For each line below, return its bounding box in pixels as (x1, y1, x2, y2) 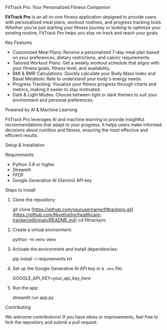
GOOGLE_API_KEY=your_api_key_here (12, 275, 91, 281)
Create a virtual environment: (12, 227, 72, 232)
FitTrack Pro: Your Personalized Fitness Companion (5, 4, 111, 10)
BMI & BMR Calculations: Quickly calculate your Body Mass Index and (12, 70, 156, 76)
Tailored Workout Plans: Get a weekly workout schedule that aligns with (12, 60, 160, 65)
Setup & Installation (5, 142, 45, 148)
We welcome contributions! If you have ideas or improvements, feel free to (5, 314, 159, 319)
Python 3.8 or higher (12, 161, 55, 167)
